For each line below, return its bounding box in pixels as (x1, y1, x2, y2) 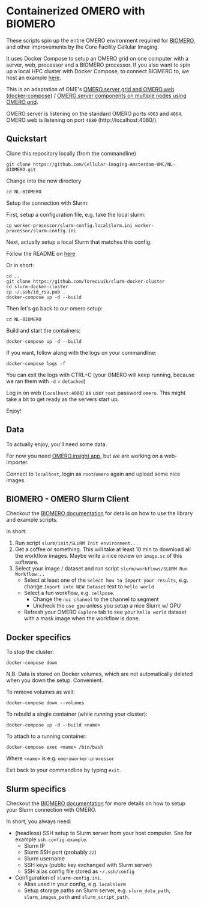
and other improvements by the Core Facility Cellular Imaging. (6, 43, 159, 50)
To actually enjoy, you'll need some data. (6, 440, 107, 448)
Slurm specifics (6, 784, 67, 794)
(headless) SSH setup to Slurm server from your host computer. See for (14, 830, 192, 836)
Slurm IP (23, 842, 45, 849)
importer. (6, 458, 29, 466)
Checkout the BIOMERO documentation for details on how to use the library (6, 510, 193, 517)
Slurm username (23, 855, 65, 862)
